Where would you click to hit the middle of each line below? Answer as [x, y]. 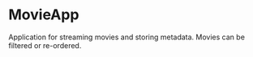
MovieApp [44, 15]
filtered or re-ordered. [45, 45]
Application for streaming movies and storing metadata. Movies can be [127, 37]
